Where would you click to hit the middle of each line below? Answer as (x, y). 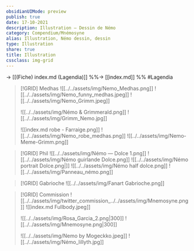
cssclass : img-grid (30, 60)
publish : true (23, 17)
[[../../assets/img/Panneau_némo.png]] (67, 172)
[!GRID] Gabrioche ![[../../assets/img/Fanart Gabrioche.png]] (92, 183)
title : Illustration (31, 55)
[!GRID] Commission (45, 194)
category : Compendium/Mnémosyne (45, 33)
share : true (20, 50)
